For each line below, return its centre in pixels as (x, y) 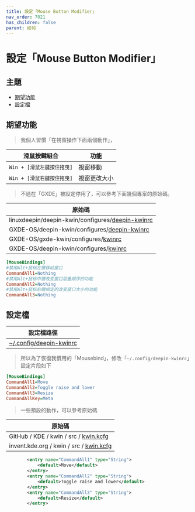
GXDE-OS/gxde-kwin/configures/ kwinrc (65, 239)
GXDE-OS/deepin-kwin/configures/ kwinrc (68, 248)
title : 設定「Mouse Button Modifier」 (52, 11)
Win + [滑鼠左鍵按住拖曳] (41, 167)
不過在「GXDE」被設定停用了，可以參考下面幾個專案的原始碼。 (97, 194)
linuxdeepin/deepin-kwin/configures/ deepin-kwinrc (81, 220)
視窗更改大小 (96, 178)
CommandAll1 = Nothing (31, 273)
